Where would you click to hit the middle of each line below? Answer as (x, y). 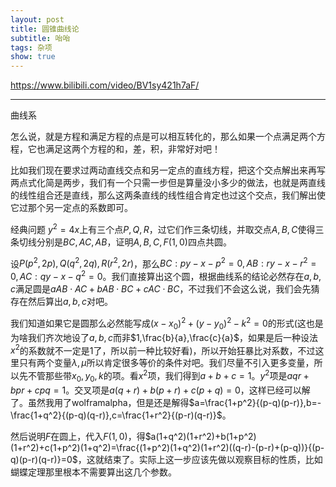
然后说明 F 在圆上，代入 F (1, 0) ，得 (78, 436)
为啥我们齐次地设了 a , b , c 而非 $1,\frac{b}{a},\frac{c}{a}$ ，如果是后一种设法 (164, 337)
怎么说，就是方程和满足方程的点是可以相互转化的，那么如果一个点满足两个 (163, 137)
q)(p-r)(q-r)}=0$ (44, 459)
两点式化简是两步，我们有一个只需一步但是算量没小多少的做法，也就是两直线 (168, 183)
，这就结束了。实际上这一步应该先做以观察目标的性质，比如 (200, 459)
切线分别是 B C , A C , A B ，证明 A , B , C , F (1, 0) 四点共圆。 (125, 242)
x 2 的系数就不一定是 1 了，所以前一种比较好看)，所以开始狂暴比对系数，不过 (163, 349)
